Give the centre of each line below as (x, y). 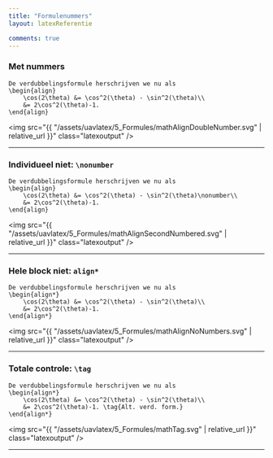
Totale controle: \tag (50, 369)
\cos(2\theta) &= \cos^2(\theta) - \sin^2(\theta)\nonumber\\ (130, 195)
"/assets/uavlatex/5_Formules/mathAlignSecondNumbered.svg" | (118, 233)
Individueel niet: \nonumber (61, 164)
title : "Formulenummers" (50, 16)
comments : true (34, 38)
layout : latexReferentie (50, 24)
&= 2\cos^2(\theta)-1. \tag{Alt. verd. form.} (103, 407)
